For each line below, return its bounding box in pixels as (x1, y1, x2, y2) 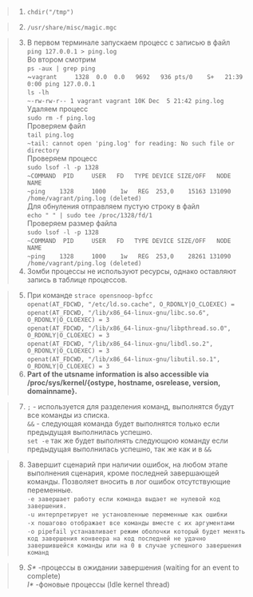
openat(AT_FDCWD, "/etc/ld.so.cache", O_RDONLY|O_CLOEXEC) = (26, 300, 235, 308)
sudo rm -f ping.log (26, 114, 96, 122)
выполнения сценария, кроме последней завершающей (26, 468, 220, 478)
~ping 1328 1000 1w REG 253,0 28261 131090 (26, 253, 231, 261)
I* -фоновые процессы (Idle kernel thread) (26, 579, 170, 589)
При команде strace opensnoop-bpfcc (26, 291, 153, 300)
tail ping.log (26, 131, 74, 139)
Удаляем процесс (26, 104, 89, 113)
